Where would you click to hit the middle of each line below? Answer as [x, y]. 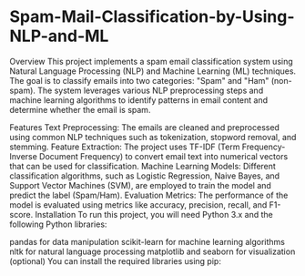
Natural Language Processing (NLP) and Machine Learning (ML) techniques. [153, 71]
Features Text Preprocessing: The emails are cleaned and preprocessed [145, 127]
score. [21, 214]
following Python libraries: [58, 224]
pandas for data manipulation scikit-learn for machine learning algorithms [147, 241]
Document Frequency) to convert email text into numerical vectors [164, 156]
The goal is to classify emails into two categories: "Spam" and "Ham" [139, 80]
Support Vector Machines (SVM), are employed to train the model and [140, 185]
